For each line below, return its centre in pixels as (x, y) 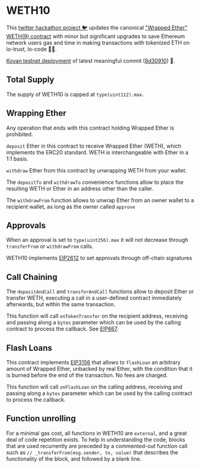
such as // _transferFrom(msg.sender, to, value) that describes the (92, 452)
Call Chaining (32, 277)
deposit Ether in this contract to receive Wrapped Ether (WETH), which (94, 146)
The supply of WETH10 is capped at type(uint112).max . (75, 94)
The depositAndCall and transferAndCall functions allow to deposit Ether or (100, 292)
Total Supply (30, 80)
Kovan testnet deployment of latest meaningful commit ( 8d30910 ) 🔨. (91, 60)
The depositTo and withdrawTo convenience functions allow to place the (95, 182)
